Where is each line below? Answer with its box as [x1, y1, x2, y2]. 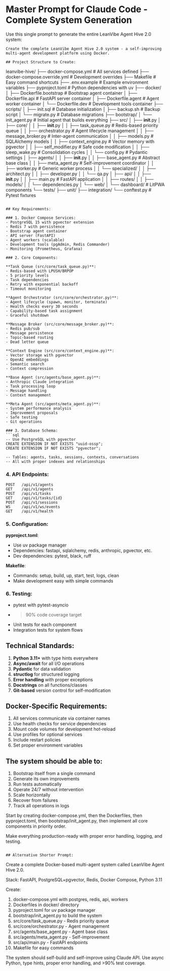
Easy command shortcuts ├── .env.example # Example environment [6, 79, 148, 85]
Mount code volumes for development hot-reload [13, 726, 116, 732]
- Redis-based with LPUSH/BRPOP [6, 268, 74, 274]
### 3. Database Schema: [6, 428, 58, 433]
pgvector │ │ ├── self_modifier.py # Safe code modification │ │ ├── [6, 143, 150, 150]
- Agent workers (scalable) [6, 237, 65, 243]
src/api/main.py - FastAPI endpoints [13, 940, 88, 946]
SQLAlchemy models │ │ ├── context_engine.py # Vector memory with [6, 138, 154, 144]
